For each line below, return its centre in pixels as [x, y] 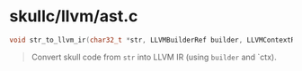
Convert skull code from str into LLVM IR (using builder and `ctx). [154, 57]
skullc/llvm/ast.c [74, 16]
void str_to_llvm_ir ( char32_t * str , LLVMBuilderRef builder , [126, 40]
